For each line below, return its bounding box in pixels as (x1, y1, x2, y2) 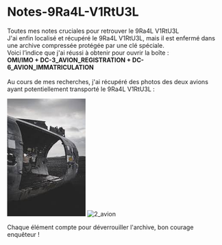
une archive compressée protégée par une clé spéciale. (7, 41, 164, 49)
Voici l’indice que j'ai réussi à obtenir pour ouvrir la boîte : (7, 49, 169, 57)
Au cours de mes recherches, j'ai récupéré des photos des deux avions (7, 77, 209, 86)
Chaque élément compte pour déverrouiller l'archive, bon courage (7, 223, 194, 231)
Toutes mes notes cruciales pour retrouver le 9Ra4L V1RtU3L (7, 27, 180, 35)
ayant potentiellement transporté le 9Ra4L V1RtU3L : (7, 85, 156, 93)
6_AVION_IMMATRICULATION (7, 63, 94, 71)
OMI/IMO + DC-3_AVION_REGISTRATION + (7, 55, 132, 64)
